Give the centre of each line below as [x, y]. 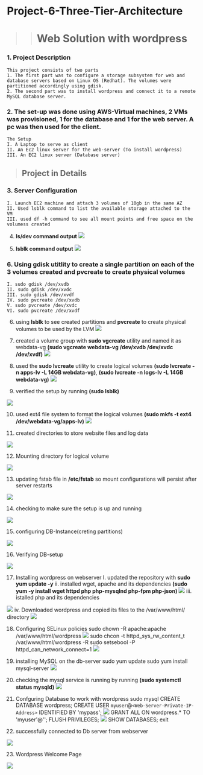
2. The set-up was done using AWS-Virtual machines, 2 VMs [97, 112]
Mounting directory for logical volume [62, 456]
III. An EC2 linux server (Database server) [64, 155]
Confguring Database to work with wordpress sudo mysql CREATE [98, 698]
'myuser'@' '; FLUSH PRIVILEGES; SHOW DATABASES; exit [92, 720]
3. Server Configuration [42, 191]
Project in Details [54, 173]
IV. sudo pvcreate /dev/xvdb [43, 300]
